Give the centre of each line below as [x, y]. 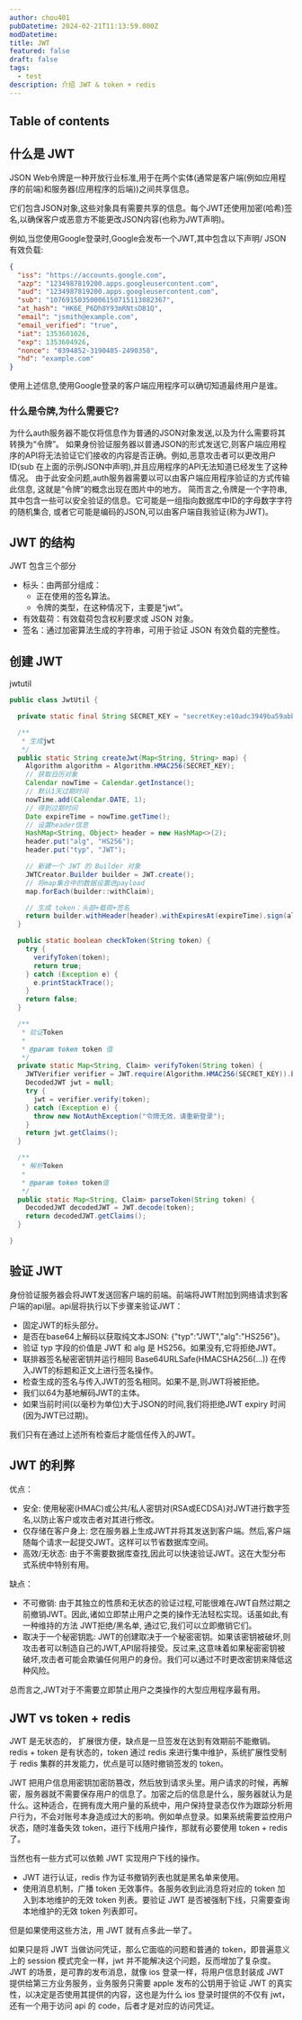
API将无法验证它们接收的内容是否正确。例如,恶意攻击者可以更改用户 [151, 455]
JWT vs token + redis [70, 1718]
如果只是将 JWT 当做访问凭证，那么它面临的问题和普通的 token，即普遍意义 [150, 1950]
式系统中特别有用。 [58, 1564]
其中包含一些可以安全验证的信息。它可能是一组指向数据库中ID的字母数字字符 [151, 500]
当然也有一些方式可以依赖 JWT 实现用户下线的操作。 [107, 1859]
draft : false [34, 59]
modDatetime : [34, 34]
